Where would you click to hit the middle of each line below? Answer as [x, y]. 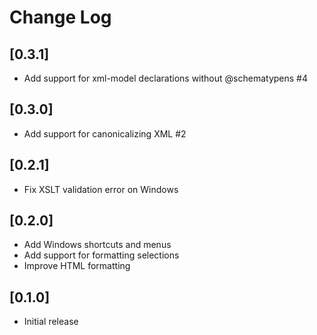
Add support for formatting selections [101, 255]
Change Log [60, 17]
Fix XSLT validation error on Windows [101, 189]
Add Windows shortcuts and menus [97, 245]
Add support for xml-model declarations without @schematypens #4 [165, 78]
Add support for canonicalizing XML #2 [105, 133]
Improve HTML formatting [77, 266]
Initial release [51, 322]
